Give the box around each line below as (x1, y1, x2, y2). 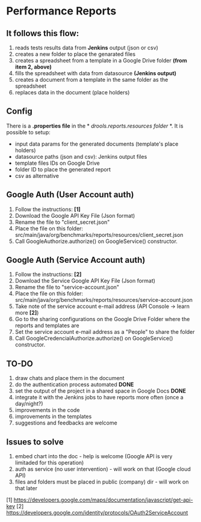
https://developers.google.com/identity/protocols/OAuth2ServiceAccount (6, 509, 188, 517)
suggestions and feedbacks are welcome (14, 419, 117, 426)
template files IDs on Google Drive (14, 159, 100, 167)
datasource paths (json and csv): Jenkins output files (14, 153, 147, 160)
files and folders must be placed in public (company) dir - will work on (14, 478, 189, 485)
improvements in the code (14, 407, 80, 414)
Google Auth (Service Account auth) (6, 255, 146, 265)
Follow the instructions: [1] (14, 206, 81, 213)
